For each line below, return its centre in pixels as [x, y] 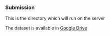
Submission [20, 7]
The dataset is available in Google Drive [46, 28]
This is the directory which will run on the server [55, 18]
